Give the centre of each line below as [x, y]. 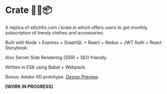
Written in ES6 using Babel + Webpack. [46, 67]
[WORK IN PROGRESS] [29, 86]
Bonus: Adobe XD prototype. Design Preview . [52, 76]
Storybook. [17, 47]
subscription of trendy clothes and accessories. [55, 32]
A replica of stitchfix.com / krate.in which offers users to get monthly [76, 27]
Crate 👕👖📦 [29, 10]
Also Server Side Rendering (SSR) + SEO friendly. [57, 57]
